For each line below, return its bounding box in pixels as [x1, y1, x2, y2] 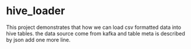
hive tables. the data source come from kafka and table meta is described [6, 30, 186, 37]
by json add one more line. [6, 36, 71, 43]
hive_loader [6, 4, 65, 18]
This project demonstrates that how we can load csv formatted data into [6, 24, 182, 31]
